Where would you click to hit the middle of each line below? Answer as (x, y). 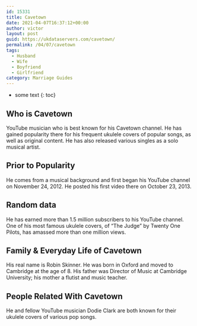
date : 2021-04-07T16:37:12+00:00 (47, 23)
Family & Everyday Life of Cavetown (74, 250)
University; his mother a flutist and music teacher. (67, 278)
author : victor (25, 28)
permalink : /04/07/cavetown (41, 45)
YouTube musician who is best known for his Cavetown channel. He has (94, 128)
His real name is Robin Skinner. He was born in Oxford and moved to (90, 265)
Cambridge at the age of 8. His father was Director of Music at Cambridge (96, 271)
